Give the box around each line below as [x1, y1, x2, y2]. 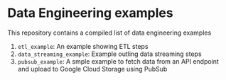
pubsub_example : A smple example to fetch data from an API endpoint [17, 57, 219, 65]
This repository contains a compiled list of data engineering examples [7, 28, 212, 37]
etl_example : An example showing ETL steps [17, 42, 149, 50]
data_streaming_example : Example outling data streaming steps [17, 50, 202, 58]
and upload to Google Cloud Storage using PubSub [17, 64, 168, 73]
